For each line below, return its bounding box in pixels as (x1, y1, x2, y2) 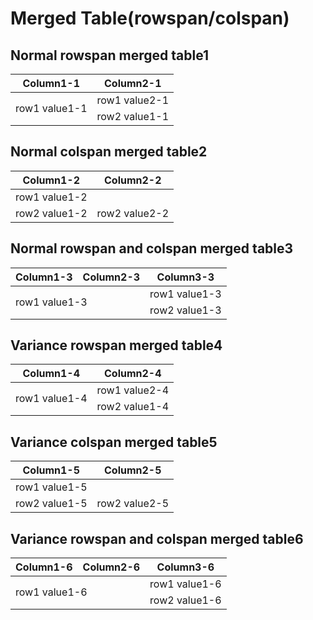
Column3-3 (156, 270, 215, 284)
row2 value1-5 (15, 497, 88, 511)
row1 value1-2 (15, 190, 88, 204)
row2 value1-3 (149, 303, 222, 317)
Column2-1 (104, 77, 162, 90)
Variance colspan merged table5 (10, 433, 218, 451)
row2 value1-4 (96, 400, 170, 414)
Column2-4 (104, 367, 162, 381)
